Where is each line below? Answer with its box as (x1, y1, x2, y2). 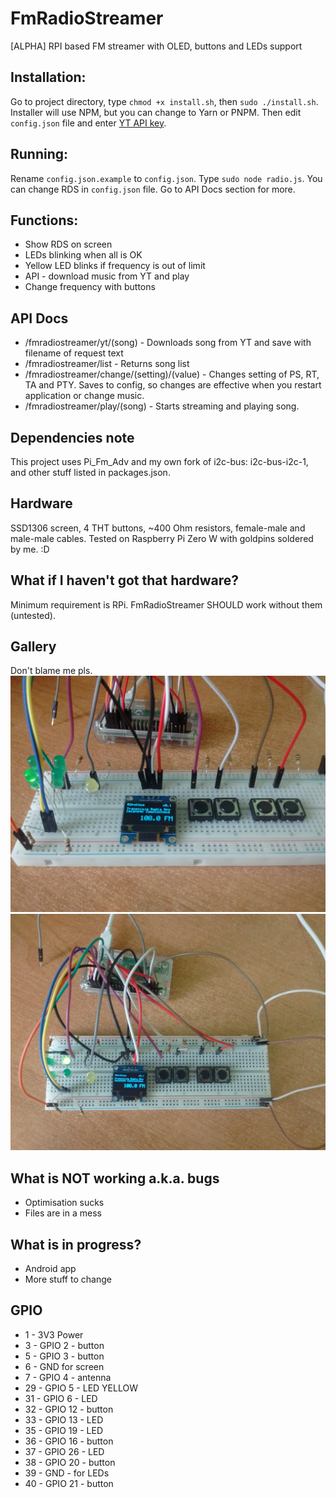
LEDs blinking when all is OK (24, 249, 143, 261)
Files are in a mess (24, 1207, 102, 1219)
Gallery (10, 638, 57, 656)
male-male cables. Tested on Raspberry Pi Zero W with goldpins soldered (10, 532, 314, 544)
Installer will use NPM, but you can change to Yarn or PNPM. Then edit (10, 106, 302, 118)
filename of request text (24, 347, 124, 359)
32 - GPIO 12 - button (24, 1403, 114, 1415)
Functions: (10, 212, 79, 229)
